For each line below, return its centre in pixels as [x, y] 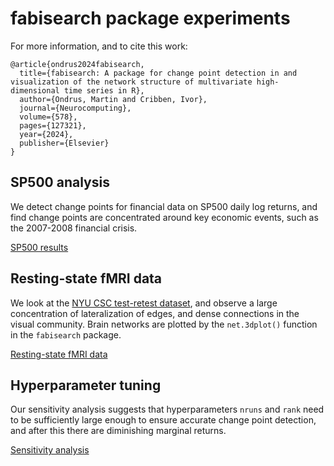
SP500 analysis [60, 182]
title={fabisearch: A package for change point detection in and [158, 73]
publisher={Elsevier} [64, 143]
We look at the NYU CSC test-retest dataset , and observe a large [144, 303]
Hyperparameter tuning [86, 385]
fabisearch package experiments [150, 18]
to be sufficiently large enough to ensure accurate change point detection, [163, 420]
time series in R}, [104, 90]
